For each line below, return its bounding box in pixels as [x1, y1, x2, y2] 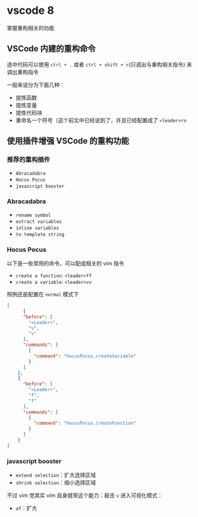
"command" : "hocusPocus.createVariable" [33, 353, 137, 359]
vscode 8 [7, 4, 55, 17]
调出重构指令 [7, 68, 39, 75]
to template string [15, 231, 65, 237]
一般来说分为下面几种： [7, 81, 65, 88]
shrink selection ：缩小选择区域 [15, 479, 96, 486]
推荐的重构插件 [7, 155, 51, 164]
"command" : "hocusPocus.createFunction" [33, 420, 137, 427]
